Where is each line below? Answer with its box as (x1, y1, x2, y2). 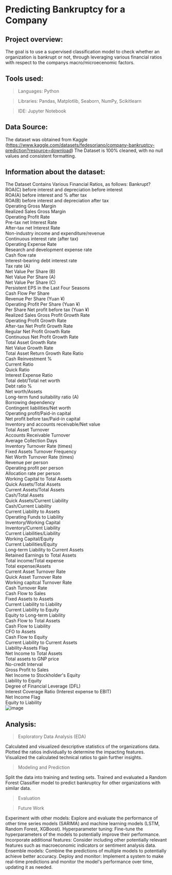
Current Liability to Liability (5, 601, 62, 607)
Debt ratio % (5, 383, 32, 389)
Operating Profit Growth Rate (5, 317, 67, 324)
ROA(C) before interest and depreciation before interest (5, 186, 123, 193)
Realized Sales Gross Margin (5, 208, 66, 215)
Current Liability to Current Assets (5, 639, 78, 645)
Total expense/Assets (5, 563, 51, 569)
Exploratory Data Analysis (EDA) (17, 733, 86, 740)
